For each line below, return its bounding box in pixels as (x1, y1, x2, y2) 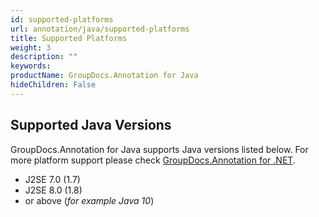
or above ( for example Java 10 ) (24, 194, 155, 206)
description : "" (10, 52, 78, 62)
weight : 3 (10, 42, 52, 53)
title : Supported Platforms (10, 33, 128, 43)
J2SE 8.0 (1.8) (24, 184, 83, 196)
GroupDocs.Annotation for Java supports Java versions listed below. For (10, 143, 309, 155)
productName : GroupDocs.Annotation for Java (10, 71, 199, 81)
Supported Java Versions (10, 117, 172, 134)
